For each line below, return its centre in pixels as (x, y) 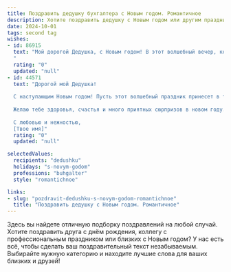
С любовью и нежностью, (47, 122)
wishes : (18, 39)
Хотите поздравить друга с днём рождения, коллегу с (87, 232)
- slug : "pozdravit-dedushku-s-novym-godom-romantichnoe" (92, 198)
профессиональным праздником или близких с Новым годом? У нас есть (115, 239)
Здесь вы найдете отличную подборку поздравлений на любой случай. (112, 224)
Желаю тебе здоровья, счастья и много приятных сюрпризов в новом (110, 109)
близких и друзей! (34, 261)
